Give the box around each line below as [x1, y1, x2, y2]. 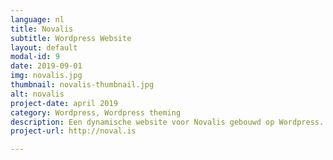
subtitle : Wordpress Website [10, 33, 132, 43]
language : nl [10, 14, 65, 25]
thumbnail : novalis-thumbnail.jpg [10, 80, 155, 90]
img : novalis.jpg [10, 71, 83, 81]
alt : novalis [10, 89, 65, 99]
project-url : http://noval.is [10, 126, 137, 136]
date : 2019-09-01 [10, 61, 83, 71]
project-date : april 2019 [10, 98, 118, 108]
